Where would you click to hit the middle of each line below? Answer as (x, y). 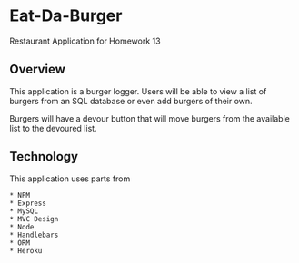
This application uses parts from (70, 179)
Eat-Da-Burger (66, 16)
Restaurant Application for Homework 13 (85, 41)
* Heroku (26, 250)
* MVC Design (34, 219)
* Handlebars (34, 235)
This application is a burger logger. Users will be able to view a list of (138, 91)
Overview (38, 69)
